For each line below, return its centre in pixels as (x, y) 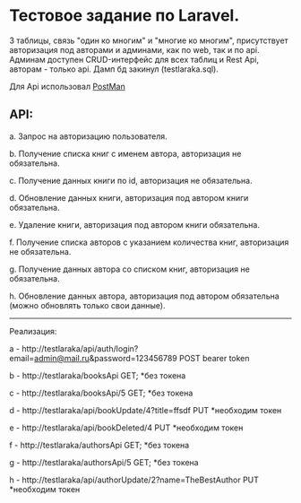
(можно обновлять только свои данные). (87, 305)
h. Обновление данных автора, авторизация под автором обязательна (144, 296)
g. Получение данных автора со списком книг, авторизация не (130, 269)
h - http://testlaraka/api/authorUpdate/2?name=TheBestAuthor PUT (134, 480)
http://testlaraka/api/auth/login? (80, 348)
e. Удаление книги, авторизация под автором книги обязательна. (134, 224)
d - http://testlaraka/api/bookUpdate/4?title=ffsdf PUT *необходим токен (146, 410)
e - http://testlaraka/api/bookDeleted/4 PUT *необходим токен (126, 428)
